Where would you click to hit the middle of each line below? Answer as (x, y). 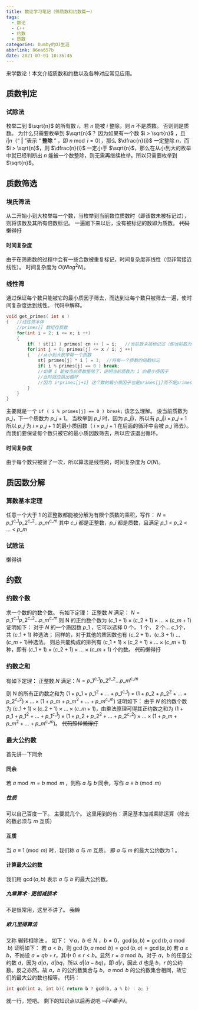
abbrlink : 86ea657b (30, 50)
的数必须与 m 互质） (31, 821)
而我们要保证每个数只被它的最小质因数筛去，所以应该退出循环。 (83, 433)
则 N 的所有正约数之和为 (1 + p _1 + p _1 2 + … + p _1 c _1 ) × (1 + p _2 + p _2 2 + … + (97, 693)
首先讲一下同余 (24, 754)
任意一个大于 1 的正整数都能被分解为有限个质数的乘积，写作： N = (86, 515)
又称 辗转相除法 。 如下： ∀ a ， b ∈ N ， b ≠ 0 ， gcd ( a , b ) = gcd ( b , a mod (95, 940)
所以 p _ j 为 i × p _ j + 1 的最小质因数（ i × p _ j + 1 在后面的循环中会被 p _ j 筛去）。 (99, 426)
